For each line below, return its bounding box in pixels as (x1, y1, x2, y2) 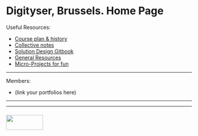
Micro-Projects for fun (14, 60, 69, 67)
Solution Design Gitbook (14, 47, 74, 54)
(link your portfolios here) (14, 89, 77, 96)
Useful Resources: (6, 24, 51, 31)
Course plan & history (14, 35, 68, 42)
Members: (6, 77, 31, 84)
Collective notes (14, 41, 54, 48)
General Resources (14, 54, 61, 61)
